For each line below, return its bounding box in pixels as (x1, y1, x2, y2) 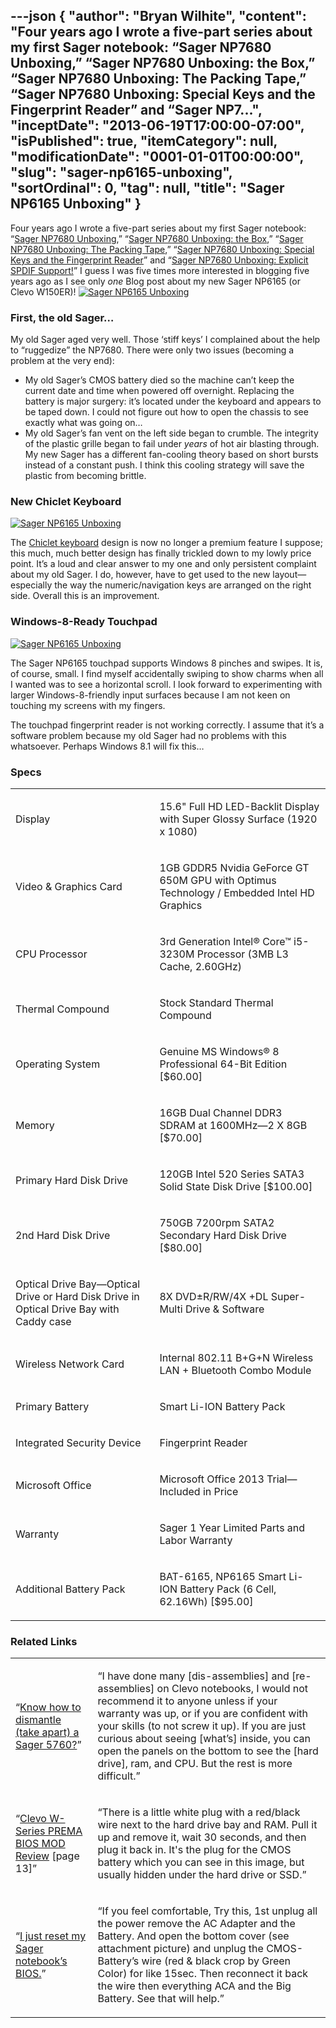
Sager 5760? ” (15, 1738, 82, 1752)
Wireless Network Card (15, 1357, 125, 1371)
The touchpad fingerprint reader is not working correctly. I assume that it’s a (10, 719, 325, 731)
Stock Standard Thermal (159, 996, 274, 1009)
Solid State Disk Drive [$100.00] (159, 1180, 313, 1193)
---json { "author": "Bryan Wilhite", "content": (10, 8, 307, 25)
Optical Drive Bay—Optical (15, 1277, 141, 1291)
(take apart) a (15, 1725, 80, 1739)
